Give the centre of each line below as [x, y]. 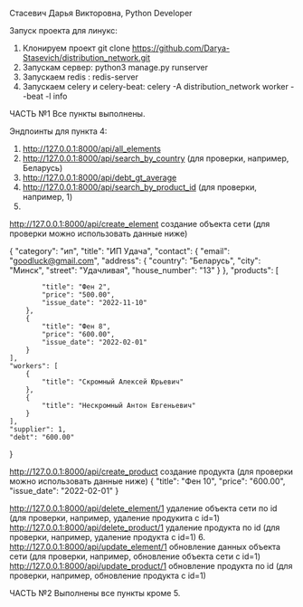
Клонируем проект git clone [76, 48]
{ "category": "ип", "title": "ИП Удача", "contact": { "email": [120, 251]
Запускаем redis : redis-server [80, 77]
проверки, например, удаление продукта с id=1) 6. [108, 537]
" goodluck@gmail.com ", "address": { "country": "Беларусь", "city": [135, 261]
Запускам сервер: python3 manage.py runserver [115, 67]
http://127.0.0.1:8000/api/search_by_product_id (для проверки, [140, 187]
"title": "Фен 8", [76, 327]
